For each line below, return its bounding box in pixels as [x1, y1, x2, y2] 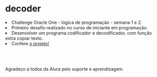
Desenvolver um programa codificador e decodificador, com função [12, 30, 152, 36]
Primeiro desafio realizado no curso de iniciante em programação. [12, 24, 148, 30]
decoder [5, 3, 41, 14]
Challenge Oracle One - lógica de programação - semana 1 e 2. [12, 19, 142, 25]
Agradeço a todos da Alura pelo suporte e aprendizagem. [5, 66, 124, 72]
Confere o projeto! [12, 40, 49, 46]
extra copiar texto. [5, 35, 43, 41]
